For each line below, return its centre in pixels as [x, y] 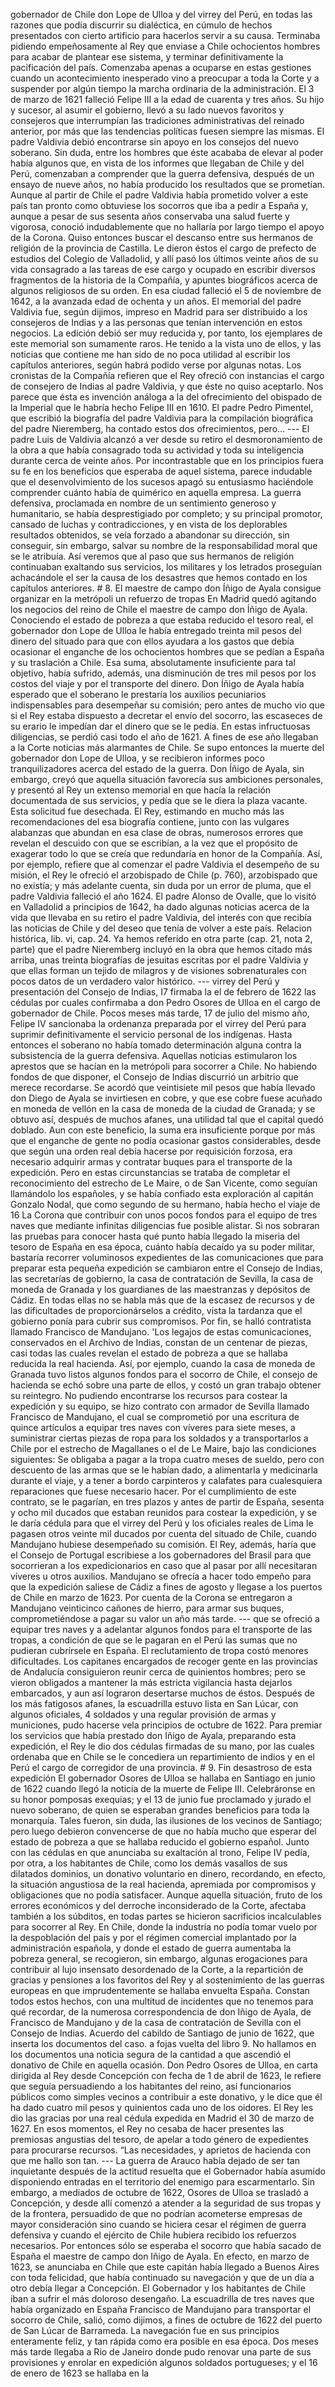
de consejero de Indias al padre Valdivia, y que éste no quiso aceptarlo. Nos [167, 386]
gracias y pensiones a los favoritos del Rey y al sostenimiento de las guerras [167, 1980]
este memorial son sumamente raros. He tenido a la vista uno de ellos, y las [166, 343]
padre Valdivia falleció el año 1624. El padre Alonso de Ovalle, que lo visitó [163, 896]
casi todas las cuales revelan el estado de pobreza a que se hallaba [149, 1353]
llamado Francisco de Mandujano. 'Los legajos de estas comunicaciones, [161, 1332]
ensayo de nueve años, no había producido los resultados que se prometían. [168, 184]
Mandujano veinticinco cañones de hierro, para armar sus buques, [147, 1608]
